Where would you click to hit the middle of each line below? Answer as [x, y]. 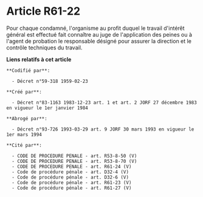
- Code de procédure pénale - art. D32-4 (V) [71, 172]
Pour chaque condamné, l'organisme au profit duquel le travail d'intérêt [95, 28]
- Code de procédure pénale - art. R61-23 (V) [72, 182]
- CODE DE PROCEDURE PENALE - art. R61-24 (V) [72, 167]
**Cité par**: [24, 145]
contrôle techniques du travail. [44, 48]
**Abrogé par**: [27, 118]
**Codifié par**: [28, 70]
